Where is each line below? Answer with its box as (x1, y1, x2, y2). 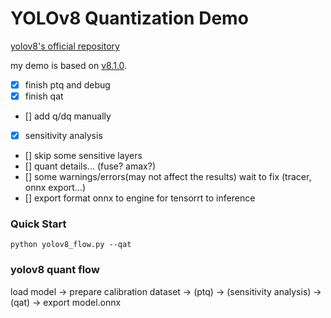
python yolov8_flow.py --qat (10, 240, 132, 250)
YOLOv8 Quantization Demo (10, 7, 249, 30)
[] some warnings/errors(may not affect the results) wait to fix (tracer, (24, 171, 312, 183)
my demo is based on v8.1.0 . (10, 59, 128, 71)
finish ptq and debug (24, 78, 111, 91)
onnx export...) (24, 182, 87, 194)
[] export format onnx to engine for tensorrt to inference (24, 192, 256, 204)
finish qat (24, 90, 64, 102)
